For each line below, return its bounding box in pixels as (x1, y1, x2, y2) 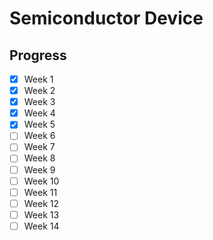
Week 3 (23, 96, 56, 108)
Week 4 (23, 107, 56, 119)
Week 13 (23, 208, 60, 221)
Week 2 (23, 85, 56, 97)
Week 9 (23, 163, 56, 176)
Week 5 (23, 118, 56, 131)
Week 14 (23, 220, 60, 232)
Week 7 (23, 141, 56, 153)
